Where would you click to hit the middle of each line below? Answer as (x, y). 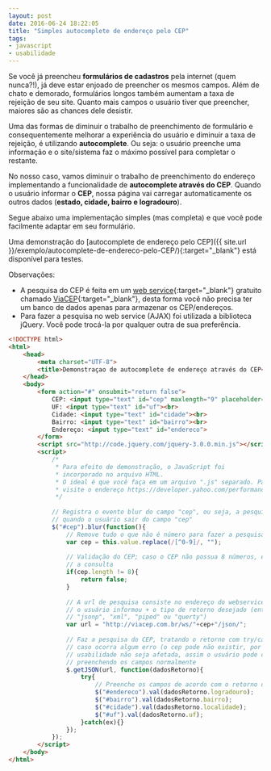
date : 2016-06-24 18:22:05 (54, 23)
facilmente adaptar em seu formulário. (72, 226)
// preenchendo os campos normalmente (131, 662)
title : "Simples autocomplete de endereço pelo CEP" (99, 31)
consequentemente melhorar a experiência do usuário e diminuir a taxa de (132, 135)
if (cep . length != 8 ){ (102, 572)
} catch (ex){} (102, 722)
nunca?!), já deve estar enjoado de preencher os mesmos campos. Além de (134, 85)
